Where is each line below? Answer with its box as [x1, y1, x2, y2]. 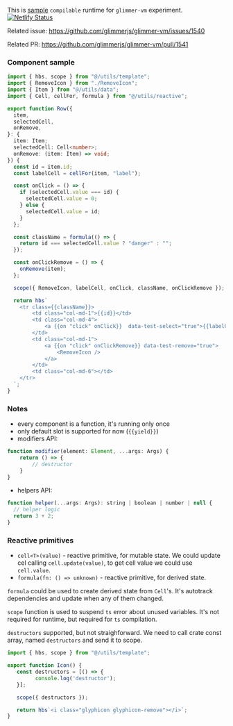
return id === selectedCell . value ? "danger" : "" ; [19, 240, 172, 247]
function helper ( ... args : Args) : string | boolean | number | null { [7, 500, 213, 506]
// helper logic [13, 506, 60, 513]
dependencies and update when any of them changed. [7, 594, 164, 603]
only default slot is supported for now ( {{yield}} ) [17, 427, 159, 436]
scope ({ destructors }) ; [16, 694, 89, 701]
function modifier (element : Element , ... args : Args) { [7, 448, 169, 455]
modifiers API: [17, 434, 58, 443]
